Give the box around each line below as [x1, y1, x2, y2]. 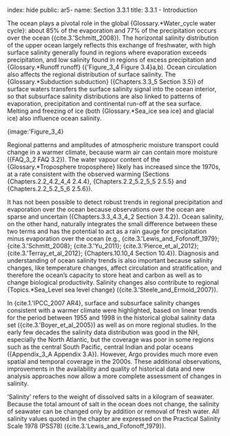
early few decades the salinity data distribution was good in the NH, [7, 328, 200, 336]
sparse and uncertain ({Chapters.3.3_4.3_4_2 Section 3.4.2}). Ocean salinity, [7, 212, 224, 221]
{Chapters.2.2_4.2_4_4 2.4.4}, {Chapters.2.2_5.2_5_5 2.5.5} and [7, 177, 187, 185]
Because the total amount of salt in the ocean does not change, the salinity [7, 400, 220, 408]
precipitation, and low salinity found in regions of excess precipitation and [7, 56, 217, 64]
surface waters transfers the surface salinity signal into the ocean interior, [7, 85, 217, 93]
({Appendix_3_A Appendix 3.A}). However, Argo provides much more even [7, 350, 218, 358]
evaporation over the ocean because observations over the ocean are [7, 206, 205, 213]
